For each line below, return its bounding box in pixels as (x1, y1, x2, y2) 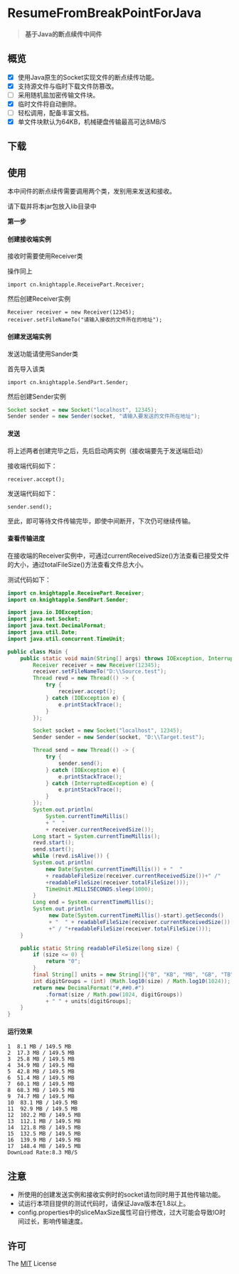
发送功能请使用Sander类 (7, 349, 79, 358)
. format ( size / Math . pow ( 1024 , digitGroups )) (45, 991, 183, 998)
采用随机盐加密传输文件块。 (17, 90, 100, 99)
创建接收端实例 (7, 235, 51, 243)
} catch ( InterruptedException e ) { (45, 780, 154, 787)
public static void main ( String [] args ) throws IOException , (20, 654, 205, 662)
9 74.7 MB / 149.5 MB (7, 1093, 75, 1100)
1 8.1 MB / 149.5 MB (7, 1044, 72, 1051)
